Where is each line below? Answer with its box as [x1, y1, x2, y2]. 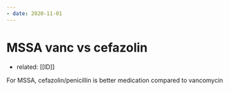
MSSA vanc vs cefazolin [6, 39, 148, 55]
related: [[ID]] [16, 63, 55, 71]
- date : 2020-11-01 [6, 10, 63, 17]
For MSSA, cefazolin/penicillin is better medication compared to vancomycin [6, 76, 223, 84]
